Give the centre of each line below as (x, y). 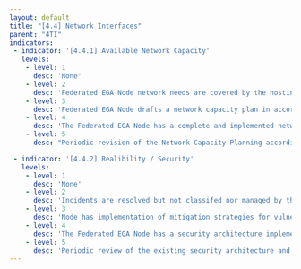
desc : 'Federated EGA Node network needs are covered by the (150, 92)
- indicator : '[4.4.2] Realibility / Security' (103, 159)
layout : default (39, 17)
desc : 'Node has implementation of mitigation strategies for (151, 217)
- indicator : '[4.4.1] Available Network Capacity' (112, 51)
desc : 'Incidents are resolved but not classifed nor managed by (157, 201)
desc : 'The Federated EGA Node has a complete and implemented (154, 126)
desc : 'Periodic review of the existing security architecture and (162, 251)
